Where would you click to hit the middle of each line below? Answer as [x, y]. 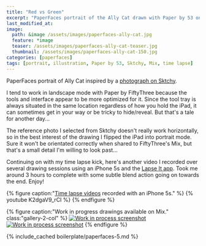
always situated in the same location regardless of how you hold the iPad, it [102, 105]
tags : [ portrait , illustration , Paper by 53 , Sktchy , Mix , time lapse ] [100, 63]
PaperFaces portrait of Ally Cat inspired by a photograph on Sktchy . [92, 81]
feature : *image [32, 40]
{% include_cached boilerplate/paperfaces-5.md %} [72, 236]
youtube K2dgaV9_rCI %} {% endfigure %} [61, 199]
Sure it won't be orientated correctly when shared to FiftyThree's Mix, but [99, 143]
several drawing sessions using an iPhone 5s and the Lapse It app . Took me [102, 168]
